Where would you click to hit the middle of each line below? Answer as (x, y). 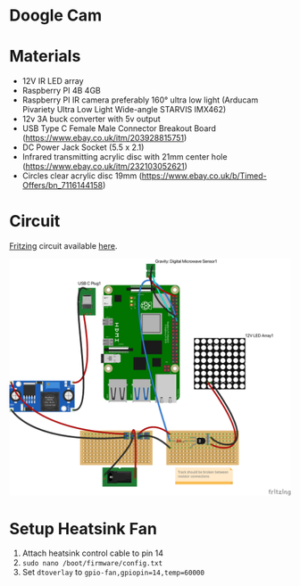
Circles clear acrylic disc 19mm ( (82, 176)
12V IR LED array (53, 81)
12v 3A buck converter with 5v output (91, 119)
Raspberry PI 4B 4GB (61, 91)
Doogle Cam (56, 16)
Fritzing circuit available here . (63, 246)
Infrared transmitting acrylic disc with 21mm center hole (125, 157)
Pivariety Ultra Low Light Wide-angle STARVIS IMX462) (124, 110)
